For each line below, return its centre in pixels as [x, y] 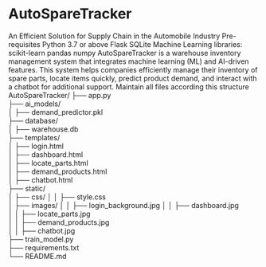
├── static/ [27, 188]
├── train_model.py [41, 239]
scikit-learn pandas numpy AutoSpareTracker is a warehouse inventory [125, 53]
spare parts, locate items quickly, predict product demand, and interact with [133, 78]
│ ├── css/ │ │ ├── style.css [57, 197]
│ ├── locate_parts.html [49, 163]
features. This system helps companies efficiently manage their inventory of [133, 69]
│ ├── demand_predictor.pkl [56, 112]
